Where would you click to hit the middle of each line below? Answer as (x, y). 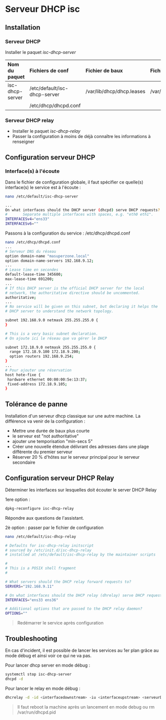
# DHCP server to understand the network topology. (59, 311)
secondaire (24, 462)
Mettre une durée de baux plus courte (51, 431)
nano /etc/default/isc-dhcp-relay (41, 536)
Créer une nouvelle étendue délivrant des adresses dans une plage (81, 447)
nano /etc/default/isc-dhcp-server (42, 196)
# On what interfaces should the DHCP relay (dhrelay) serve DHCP (75, 595)
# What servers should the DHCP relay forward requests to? (68, 582)
